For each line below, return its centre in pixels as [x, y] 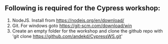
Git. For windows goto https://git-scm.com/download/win [72, 25]
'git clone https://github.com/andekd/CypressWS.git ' [67, 36]
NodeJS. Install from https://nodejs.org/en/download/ [68, 20]
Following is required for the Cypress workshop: [82, 8]
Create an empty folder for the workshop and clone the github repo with [87, 31]
